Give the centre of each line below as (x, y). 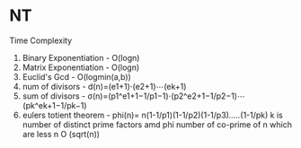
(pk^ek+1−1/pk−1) (54, 105)
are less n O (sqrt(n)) (61, 134)
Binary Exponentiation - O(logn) (81, 57)
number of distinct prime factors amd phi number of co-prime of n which (157, 124)
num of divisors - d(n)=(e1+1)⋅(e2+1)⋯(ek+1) (104, 86)
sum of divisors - (54, 96)
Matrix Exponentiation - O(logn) (81, 67)
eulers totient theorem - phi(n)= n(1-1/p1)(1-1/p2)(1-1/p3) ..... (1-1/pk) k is (152, 115)
